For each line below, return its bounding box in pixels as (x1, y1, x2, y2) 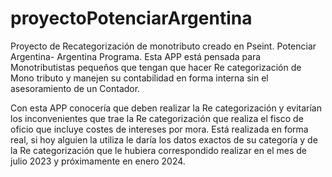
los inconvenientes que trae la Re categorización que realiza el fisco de (10, 112, 304, 124)
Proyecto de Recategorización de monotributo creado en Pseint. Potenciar (10, 40, 317, 52)
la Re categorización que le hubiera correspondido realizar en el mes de (10, 144, 307, 156)
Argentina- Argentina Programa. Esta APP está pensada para (10, 50, 262, 62)
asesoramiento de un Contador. (10, 82, 141, 94)
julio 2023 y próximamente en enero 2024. (10, 155, 186, 167)
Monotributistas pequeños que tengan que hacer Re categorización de (10, 61, 302, 73)
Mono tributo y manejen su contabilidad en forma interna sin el (10, 72, 269, 84)
